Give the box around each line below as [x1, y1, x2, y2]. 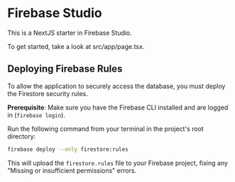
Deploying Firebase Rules [7, 63, 123, 75]
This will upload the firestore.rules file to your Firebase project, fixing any [7, 159, 229, 167]
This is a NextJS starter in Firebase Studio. [7, 28, 133, 37]
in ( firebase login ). [7, 110, 66, 119]
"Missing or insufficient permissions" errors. [7, 166, 137, 175]
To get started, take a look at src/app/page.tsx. [7, 42, 145, 50]
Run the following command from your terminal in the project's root [7, 124, 204, 133]
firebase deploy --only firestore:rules [7, 146, 129, 153]
